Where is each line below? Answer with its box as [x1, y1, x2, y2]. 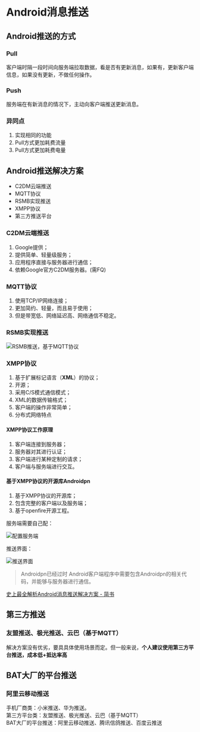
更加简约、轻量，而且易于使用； [14, 304, 93, 311]
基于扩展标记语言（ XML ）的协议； [14, 374, 100, 381]
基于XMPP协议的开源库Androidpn [6, 478, 90, 485]
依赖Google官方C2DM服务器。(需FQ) [14, 266, 106, 273]
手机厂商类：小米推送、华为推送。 [6, 705, 90, 712]
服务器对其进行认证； [14, 448, 67, 455]
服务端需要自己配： [6, 520, 54, 527]
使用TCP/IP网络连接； [14, 296, 69, 304]
